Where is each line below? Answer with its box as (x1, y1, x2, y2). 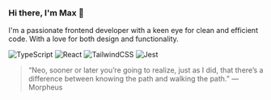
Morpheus (28, 82, 63, 92)
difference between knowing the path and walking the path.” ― (28, 74, 239, 84)
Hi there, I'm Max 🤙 (8, 7, 85, 19)
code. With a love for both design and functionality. (8, 34, 180, 44)
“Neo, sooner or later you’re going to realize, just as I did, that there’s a (28, 65, 264, 75)
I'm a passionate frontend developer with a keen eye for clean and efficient (8, 26, 259, 35)
